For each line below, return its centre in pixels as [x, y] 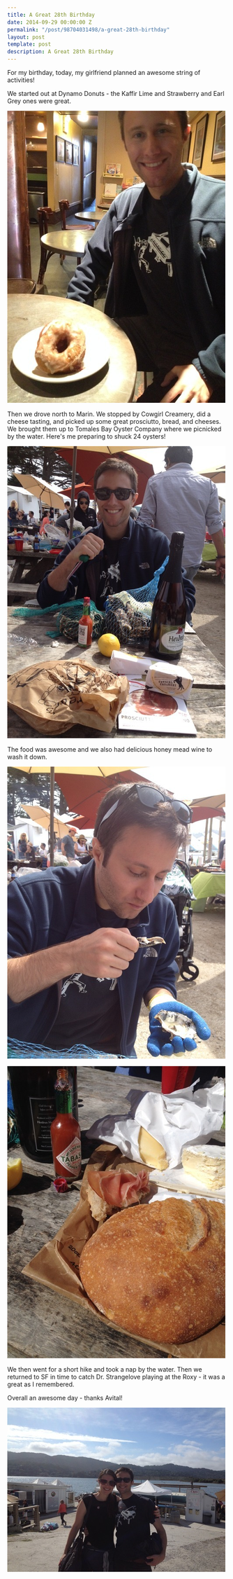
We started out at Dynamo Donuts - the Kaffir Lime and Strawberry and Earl [116, 94]
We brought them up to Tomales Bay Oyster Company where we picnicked [114, 429]
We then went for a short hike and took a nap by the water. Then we [105, 1369]
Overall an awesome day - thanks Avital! [65, 1398]
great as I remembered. [41, 1384]
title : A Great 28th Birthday [51, 15]
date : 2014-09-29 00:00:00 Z [50, 22]
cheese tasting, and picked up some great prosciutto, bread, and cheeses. [114, 421]
